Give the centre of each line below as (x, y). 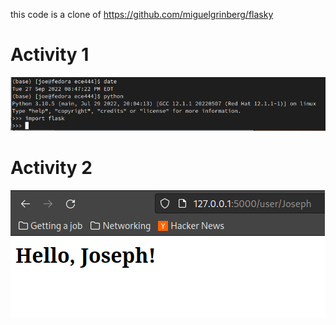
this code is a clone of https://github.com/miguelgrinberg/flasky (142, 14)
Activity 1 (50, 55)
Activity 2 (51, 167)
